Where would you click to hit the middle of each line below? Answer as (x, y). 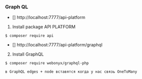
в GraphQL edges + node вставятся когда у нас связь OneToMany (71, 72)
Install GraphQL (28, 54)
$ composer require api (29, 36)
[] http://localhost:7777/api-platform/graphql (57, 45)
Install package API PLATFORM (44, 27)
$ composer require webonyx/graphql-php (47, 63)
